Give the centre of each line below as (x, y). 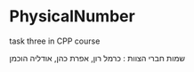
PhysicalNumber (72, 16)
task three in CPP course (55, 41)
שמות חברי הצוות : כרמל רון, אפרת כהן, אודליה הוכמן (97, 58)
